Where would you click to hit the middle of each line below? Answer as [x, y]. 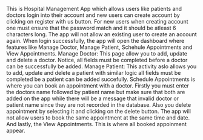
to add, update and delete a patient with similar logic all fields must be [94, 73]
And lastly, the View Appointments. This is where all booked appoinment [96, 124]
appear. [16, 130]
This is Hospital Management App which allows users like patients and [94, 9]
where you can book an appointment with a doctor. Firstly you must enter [98, 86]
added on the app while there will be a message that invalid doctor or [93, 98]
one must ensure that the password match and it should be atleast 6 [91, 28]
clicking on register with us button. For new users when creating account [98, 21]
